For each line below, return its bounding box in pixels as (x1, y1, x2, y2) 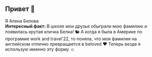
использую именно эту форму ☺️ (5, 46, 75, 52)
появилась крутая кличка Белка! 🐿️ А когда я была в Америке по (5, 28, 142, 34)
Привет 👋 (5, 5, 36, 13)
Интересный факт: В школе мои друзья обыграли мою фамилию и (5, 23, 147, 29)
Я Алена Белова (5, 18, 39, 24)
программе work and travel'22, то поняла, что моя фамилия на (5, 35, 137, 42)
